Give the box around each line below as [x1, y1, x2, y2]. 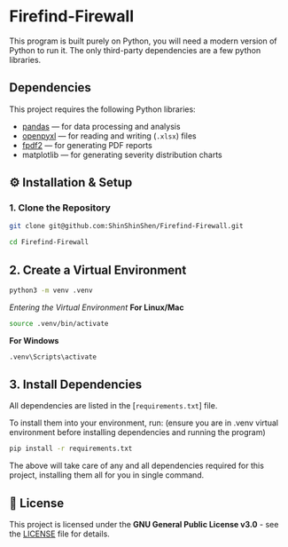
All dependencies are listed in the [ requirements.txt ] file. [9, 400, 218, 411]
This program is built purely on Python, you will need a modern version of [9, 36, 277, 46]
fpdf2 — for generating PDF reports [21, 139, 152, 150]
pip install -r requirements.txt [9, 444, 133, 454]
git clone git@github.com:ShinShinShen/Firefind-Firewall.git [9, 222, 244, 231]
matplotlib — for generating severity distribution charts [21, 149, 223, 160]
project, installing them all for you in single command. [9, 470, 205, 480]
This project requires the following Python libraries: [9, 104, 197, 115]
